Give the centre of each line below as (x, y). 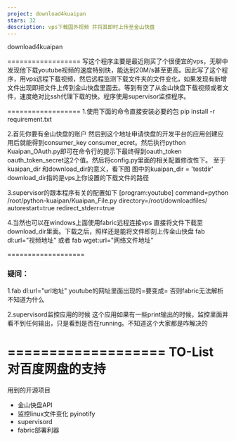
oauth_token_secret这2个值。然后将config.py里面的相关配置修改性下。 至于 (117, 160)
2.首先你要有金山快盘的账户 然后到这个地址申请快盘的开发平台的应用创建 (112, 134)
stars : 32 (22, 20)
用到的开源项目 (29, 390)
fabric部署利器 (38, 430)
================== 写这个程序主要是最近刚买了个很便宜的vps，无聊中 (118, 61)
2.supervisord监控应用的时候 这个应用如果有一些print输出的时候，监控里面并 (118, 314)
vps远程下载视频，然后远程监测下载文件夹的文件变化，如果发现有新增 (126, 79)
